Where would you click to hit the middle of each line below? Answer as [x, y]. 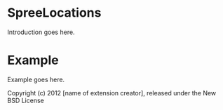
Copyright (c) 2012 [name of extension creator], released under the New [112, 93]
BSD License [26, 100]
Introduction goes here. [41, 32]
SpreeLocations [54, 13]
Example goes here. [36, 79]
